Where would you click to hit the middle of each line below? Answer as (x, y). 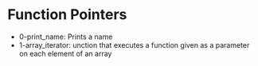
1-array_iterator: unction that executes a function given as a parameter (134, 45)
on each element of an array (65, 53)
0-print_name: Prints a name (66, 37)
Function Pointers (67, 15)
